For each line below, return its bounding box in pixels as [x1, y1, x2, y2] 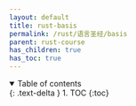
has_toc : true [9, 54, 62, 63]
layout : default [9, 12, 69, 22]
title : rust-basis [9, 21, 77, 30]
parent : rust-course [9, 37, 86, 47]
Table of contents [17, 79, 82, 88]
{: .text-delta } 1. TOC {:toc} [9, 87, 109, 98]
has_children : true [9, 46, 82, 55]
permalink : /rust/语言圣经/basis [9, 29, 128, 38]
